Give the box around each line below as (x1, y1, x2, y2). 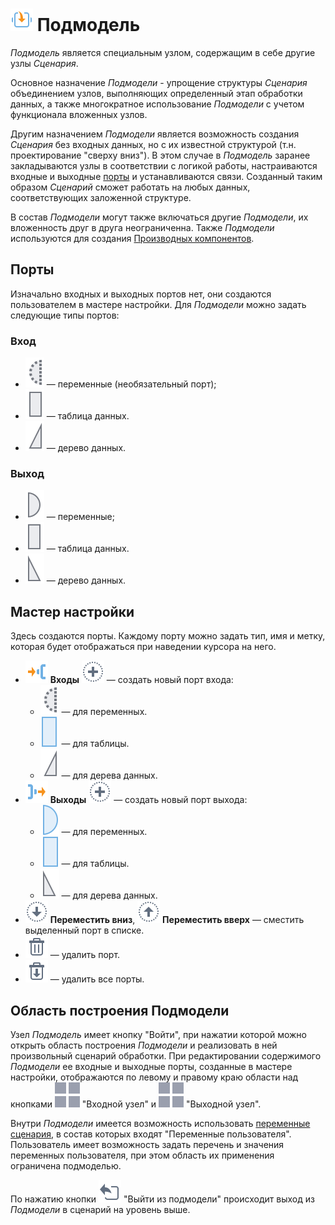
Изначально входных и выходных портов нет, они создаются (10, 288, 272, 300)
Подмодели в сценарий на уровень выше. (10, 1203, 191, 1215)
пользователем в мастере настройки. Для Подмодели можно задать (10, 298, 307, 310)
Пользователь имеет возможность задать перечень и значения (10, 1138, 285, 1150)
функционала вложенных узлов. (10, 108, 148, 120)
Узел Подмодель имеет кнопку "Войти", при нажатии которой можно (10, 1028, 307, 1040)
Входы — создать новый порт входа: (49, 674, 234, 686)
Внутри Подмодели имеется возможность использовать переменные (10, 1117, 311, 1129)
